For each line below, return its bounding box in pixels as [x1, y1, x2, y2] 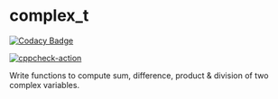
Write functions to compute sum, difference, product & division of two [9, 69, 269, 81]
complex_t [9, 5, 89, 26]
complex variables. [9, 79, 79, 90]
